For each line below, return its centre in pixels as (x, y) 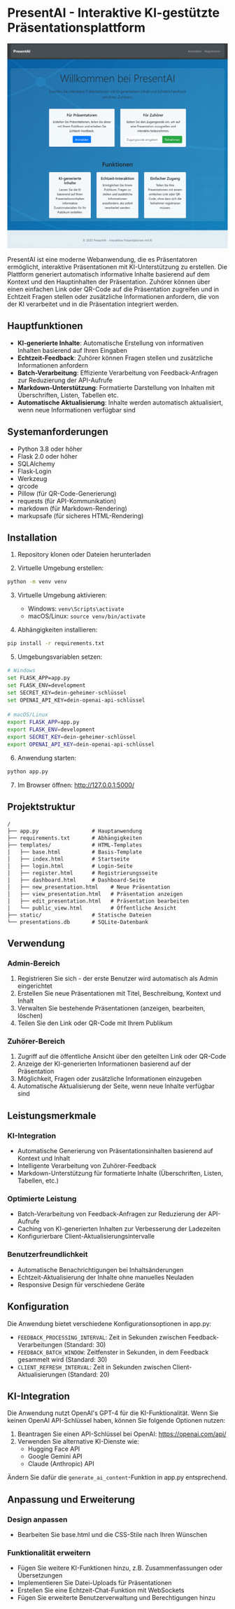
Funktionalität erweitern (49, 1553)
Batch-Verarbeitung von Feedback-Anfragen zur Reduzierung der (112, 1214)
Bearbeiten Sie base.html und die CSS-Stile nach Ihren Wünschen (112, 1535)
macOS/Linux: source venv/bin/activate (86, 616)
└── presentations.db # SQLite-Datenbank (78, 922)
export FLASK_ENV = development (51, 730)
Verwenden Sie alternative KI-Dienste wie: (78, 1442)
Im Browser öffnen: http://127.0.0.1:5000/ (76, 785)
